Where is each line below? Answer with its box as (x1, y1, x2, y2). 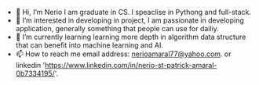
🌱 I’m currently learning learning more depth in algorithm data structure (15, 32, 246, 41)
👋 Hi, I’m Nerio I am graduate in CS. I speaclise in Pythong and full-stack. (15, 8, 252, 16)
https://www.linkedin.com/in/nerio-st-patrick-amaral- (44, 61, 217, 69)
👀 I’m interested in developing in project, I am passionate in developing (15, 16, 245, 25)
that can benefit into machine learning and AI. (15, 41, 163, 50)
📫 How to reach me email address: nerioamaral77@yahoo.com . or (15, 49, 232, 58)
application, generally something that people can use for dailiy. (15, 24, 220, 33)
